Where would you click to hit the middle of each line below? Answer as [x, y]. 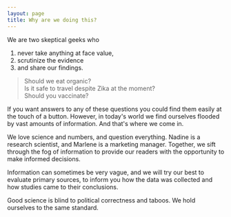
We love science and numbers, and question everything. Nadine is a [104, 137]
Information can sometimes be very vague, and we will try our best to [106, 172]
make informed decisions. [44, 158]
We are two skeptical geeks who [53, 39]
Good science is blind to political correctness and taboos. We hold [101, 200]
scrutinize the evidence [50, 60]
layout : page [26, 13]
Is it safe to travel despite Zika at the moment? [90, 88]
